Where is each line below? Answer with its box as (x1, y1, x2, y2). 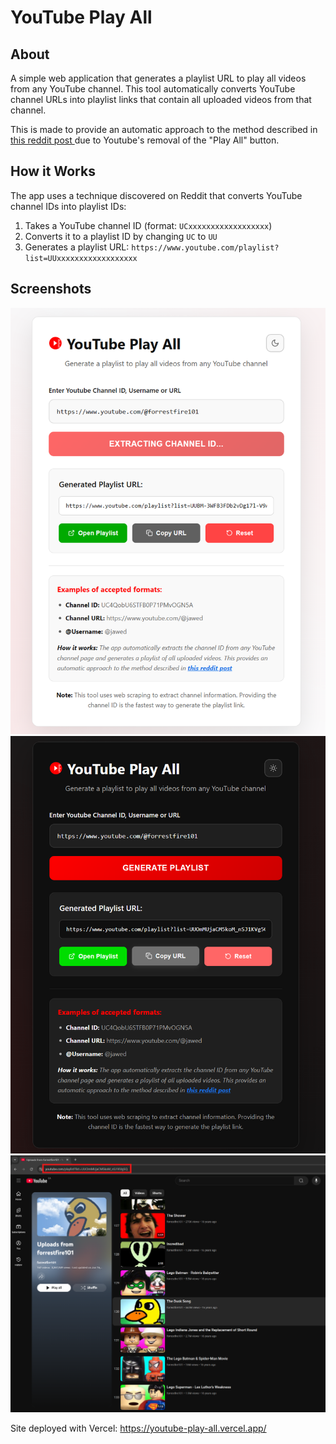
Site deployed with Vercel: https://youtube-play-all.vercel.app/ (10, 1422, 267, 1434)
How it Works (10, 163, 96, 180)
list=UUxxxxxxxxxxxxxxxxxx (24, 253, 138, 263)
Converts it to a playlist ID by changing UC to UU (24, 230, 218, 242)
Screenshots (10, 281, 92, 298)
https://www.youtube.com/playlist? (131, 242, 280, 253)
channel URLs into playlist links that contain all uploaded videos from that (10, 94, 312, 105)
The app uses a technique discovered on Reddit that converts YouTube (10, 189, 303, 201)
